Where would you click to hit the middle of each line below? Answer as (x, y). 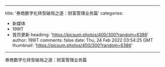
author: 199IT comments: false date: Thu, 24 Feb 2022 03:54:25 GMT (82, 40)
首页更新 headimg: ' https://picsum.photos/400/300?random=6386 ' (80, 35)
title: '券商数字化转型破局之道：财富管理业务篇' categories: (64, 13)
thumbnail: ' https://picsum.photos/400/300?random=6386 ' (72, 45)
